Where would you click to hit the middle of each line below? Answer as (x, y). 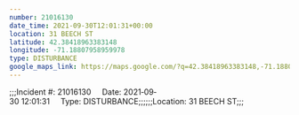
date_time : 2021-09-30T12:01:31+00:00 (81, 26)
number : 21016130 (41, 17)
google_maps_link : (43, 67)
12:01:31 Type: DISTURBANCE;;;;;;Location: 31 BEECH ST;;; (133, 101)
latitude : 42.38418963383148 (63, 42)
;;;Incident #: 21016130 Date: (65, 92)
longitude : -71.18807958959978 (67, 50)
